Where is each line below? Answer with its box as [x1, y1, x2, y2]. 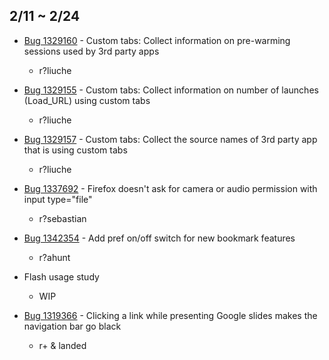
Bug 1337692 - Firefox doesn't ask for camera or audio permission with [23, 182, 318, 194]
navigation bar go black [23, 320, 122, 332]
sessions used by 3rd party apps [23, 45, 160, 57]
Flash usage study [23, 270, 100, 283]
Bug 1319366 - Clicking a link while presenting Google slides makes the [23, 309, 318, 321]
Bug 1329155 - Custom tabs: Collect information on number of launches [23, 84, 319, 96]
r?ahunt [38, 251, 71, 263]
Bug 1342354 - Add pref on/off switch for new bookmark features [23, 232, 296, 244]
